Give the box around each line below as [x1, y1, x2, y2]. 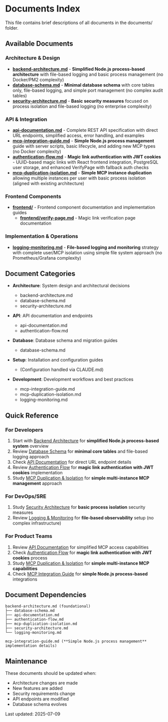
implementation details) [5, 643, 57, 648]
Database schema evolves [12, 701, 67, 707]
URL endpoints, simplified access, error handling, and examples [12, 132, 144, 138]
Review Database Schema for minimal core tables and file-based [12, 448, 148, 454]
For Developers [5, 426, 44, 433]
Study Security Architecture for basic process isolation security [12, 504, 145, 510]
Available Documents [5, 40, 74, 48]
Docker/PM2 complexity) [12, 76, 64, 83]
